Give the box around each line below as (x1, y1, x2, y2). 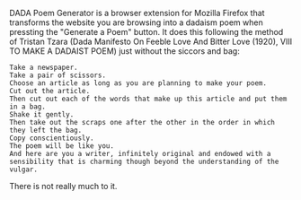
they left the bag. (9, 126, 83, 135)
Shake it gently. (9, 110, 75, 119)
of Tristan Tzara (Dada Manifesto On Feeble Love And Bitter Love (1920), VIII (9, 36, 293, 47)
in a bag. (9, 102, 47, 111)
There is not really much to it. (9, 181, 118, 191)
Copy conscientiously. (9, 134, 94, 143)
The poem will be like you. (9, 142, 115, 151)
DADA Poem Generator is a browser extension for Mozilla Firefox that (9, 8, 265, 18)
